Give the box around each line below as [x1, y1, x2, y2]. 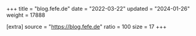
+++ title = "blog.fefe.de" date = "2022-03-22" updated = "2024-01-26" [6, 5, 190, 12]
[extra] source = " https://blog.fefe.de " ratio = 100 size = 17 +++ [6, 23, 167, 30]
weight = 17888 [6, 11, 45, 19]
